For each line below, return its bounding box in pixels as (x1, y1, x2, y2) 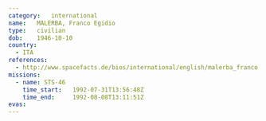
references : (8, 57, 48, 64)
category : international (8, 11, 98, 20)
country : (8, 41, 37, 49)
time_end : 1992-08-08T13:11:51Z (22, 93, 145, 101)
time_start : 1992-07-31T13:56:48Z (22, 85, 145, 94)
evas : (8, 100, 26, 108)
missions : (8, 71, 41, 79)
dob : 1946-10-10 (8, 33, 73, 42)
